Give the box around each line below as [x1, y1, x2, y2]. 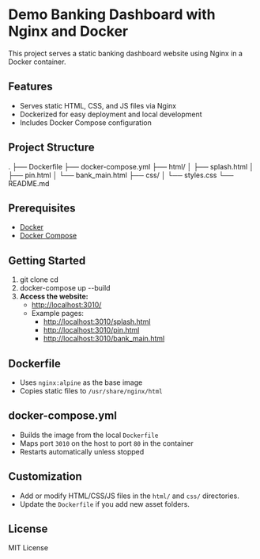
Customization [8, 470, 83, 484]
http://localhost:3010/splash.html [43, 317, 151, 326]
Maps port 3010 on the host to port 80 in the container [19, 438, 194, 448]
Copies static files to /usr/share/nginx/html [19, 386, 164, 395]
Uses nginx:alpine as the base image [19, 378, 143, 387]
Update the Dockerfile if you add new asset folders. [19, 499, 190, 508]
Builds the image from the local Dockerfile [19, 430, 159, 439]
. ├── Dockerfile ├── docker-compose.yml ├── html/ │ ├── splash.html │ [8, 162, 254, 171]
